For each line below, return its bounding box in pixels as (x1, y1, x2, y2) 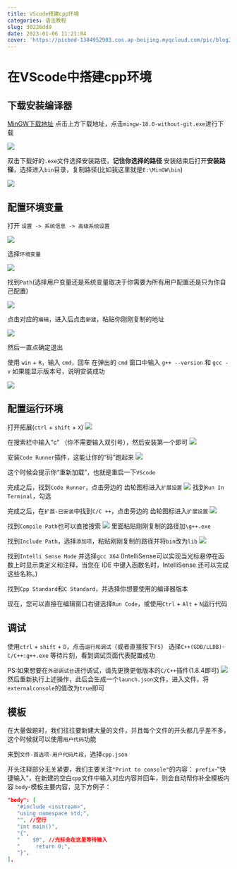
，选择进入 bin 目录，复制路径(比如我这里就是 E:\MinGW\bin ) (13, 165, 183, 174)
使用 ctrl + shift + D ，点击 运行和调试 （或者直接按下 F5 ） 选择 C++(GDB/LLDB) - (7, 642, 226, 650)
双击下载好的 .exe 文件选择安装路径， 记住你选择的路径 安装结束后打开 (7, 157, 207, 165)
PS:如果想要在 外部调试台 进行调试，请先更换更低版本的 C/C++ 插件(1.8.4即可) (7, 666, 220, 674)
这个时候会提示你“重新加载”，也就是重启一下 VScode (7, 467, 156, 477)
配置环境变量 (7, 201, 63, 213)
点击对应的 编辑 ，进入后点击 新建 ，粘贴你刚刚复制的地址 (7, 315, 164, 323)
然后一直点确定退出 (7, 343, 63, 352)
